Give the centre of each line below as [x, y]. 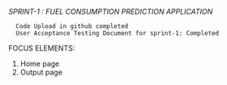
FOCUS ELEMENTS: [42, 48]
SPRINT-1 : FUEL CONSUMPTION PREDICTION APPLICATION [111, 12]
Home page [40, 64]
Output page [41, 72]
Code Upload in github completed [72, 26]
